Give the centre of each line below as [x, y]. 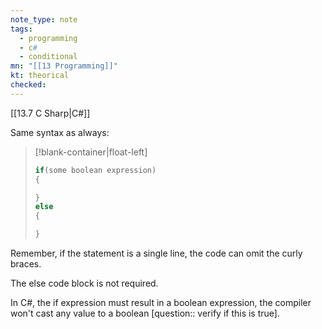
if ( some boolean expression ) [95, 170]
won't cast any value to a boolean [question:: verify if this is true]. [145, 313]
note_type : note [44, 19]
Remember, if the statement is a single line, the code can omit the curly [156, 253]
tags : [21, 29]
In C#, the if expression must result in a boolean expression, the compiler [161, 302]
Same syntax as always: [60, 132]
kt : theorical [40, 76]
